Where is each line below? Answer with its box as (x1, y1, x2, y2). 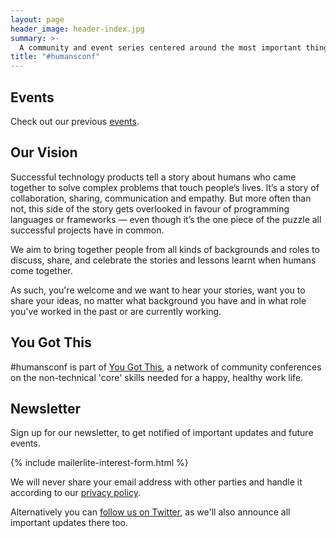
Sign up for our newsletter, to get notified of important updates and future (10, 427, 314, 439)
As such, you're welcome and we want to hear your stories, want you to (10, 284, 306, 296)
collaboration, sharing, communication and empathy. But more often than (10, 192, 312, 204)
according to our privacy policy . (10, 487, 142, 499)
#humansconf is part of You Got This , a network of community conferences (10, 361, 322, 373)
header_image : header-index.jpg (10, 24, 145, 34)
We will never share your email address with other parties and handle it (10, 476, 303, 488)
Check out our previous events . (10, 115, 140, 127)
